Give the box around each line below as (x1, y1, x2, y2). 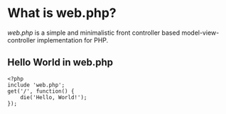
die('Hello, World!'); (20, 93, 87, 101)
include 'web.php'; (7, 81, 65, 89)
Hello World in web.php (7, 57, 114, 69)
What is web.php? (7, 5, 117, 21)
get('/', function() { (7, 87, 75, 95)
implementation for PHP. (36, 35, 109, 44)
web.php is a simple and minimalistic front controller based (7, 28, 180, 37)
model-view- (181, 28, 220, 37)
